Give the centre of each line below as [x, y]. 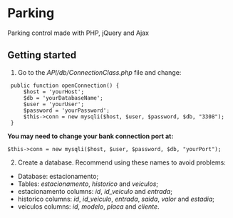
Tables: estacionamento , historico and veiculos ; [88, 184]
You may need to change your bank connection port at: [90, 136]
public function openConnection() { [65, 85]
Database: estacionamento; [58, 176]
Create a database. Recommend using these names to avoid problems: [121, 162]
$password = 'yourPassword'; [67, 110]
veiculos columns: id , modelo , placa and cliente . [88, 206]
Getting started [42, 55]
